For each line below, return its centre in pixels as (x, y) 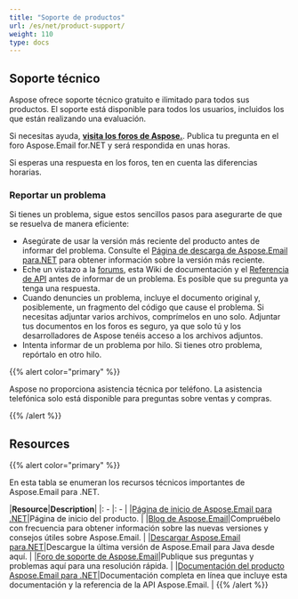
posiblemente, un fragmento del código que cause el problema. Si (143, 307)
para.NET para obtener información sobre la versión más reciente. (143, 260)
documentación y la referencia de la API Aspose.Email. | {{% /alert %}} (139, 585)
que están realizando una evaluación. (78, 119)
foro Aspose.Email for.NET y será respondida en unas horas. (120, 146)
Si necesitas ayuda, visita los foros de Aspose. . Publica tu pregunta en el (144, 136)
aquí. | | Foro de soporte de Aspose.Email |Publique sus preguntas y (132, 556)
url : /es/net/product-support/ (67, 26)
